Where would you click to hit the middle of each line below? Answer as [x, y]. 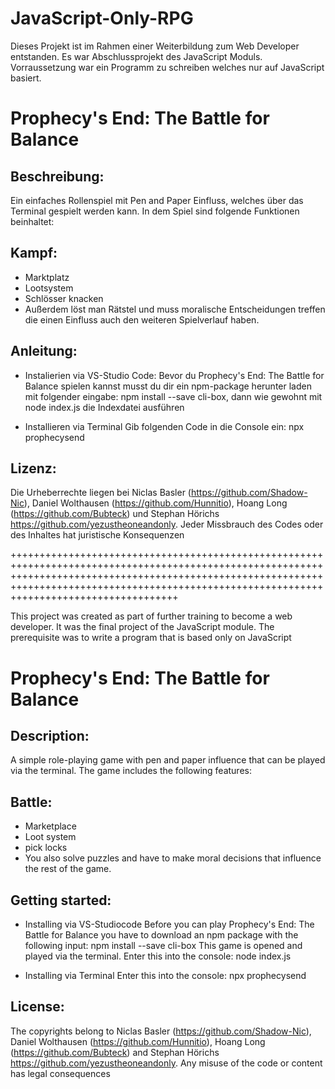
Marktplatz [47, 277]
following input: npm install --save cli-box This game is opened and [163, 945]
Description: [50, 735]
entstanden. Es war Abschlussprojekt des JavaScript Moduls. [136, 56]
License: [37, 1007]
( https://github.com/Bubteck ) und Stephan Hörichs [115, 514]
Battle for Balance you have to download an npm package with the [161, 935]
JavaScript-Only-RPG [102, 18]
